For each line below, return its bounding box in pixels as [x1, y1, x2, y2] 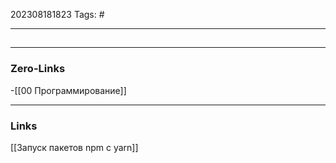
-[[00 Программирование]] [10, 84, 127, 96]
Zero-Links [10, 62, 66, 76]
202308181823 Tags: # [10, 9, 105, 20]
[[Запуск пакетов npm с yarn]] [10, 141, 139, 153]
